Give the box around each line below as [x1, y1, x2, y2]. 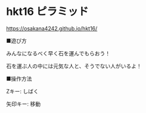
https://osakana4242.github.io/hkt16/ [6, 24, 98, 32]
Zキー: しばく [6, 87, 39, 95]
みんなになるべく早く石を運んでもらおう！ [6, 49, 111, 56]
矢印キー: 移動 [6, 100, 41, 107]
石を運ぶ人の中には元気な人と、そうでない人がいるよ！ [6, 62, 142, 70]
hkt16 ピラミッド [6, 5, 89, 18]
